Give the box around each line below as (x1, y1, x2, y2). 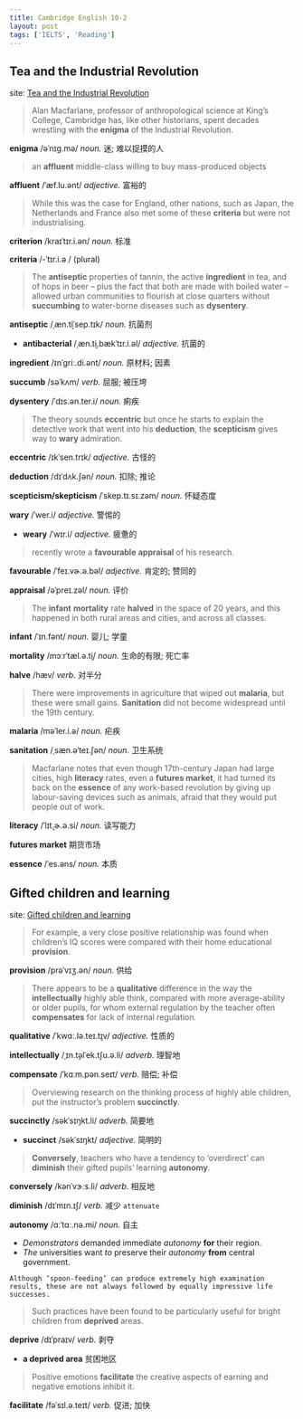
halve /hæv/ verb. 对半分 (9, 670, 102, 681)
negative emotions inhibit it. (31, 1381, 135, 1392)
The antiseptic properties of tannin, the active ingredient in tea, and (31, 271, 288, 282)
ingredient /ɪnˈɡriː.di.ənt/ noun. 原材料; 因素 (9, 357, 171, 368)
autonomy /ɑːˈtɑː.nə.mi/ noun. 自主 (9, 1219, 138, 1230)
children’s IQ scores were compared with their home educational (31, 937, 272, 947)
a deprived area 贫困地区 (22, 1354, 118, 1364)
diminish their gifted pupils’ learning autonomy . (31, 1162, 211, 1173)
